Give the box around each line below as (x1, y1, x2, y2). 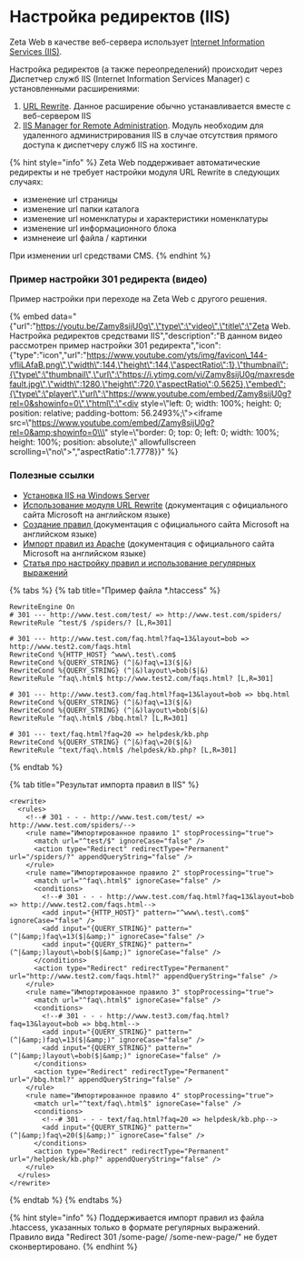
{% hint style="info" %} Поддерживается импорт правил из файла (9, 1212, 265, 1223)
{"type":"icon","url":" (9, 350, 87, 361)
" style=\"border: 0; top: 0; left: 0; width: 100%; (103, 427, 279, 438)
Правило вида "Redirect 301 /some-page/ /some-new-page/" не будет (9, 1231, 278, 1242)
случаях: (9, 175, 44, 187)
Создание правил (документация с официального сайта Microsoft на (22, 518, 290, 529)
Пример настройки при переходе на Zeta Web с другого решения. (9, 294, 268, 305)
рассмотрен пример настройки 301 (9, 340, 148, 351)
